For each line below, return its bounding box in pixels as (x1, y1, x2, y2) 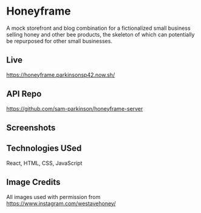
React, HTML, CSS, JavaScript (6, 159, 83, 167)
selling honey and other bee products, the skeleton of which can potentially (6, 30, 195, 38)
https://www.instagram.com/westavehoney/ (6, 200, 116, 207)
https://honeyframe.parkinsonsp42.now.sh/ (6, 71, 115, 79)
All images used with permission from (6, 193, 101, 200)
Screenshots (6, 122, 56, 133)
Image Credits (6, 177, 61, 187)
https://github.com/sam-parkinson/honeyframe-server (6, 105, 143, 112)
